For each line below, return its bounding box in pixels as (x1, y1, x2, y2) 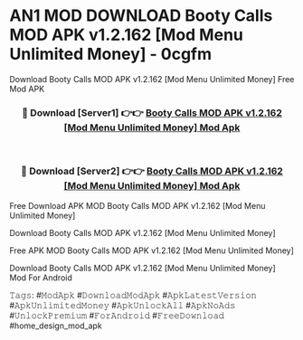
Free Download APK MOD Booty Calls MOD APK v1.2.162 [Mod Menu (9, 200, 266, 211)
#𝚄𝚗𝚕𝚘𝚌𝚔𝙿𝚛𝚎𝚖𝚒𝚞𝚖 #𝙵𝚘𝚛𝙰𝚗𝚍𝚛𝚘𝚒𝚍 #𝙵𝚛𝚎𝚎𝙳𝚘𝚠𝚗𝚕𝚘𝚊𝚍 (9, 309, 224, 321)
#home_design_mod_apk (9, 320, 102, 331)
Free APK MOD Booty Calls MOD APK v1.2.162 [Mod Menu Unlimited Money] (9, 245, 294, 256)
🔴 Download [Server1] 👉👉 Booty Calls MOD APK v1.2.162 (21, 106, 283, 118)
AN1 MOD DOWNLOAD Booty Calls (9, 5, 273, 26)
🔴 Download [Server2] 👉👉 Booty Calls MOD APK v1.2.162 (21, 165, 283, 177)
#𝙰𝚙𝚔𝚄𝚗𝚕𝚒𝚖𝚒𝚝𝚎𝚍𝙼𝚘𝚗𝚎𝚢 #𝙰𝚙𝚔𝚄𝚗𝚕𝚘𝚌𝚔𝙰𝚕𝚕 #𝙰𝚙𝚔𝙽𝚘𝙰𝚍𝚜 (9, 299, 236, 310)
